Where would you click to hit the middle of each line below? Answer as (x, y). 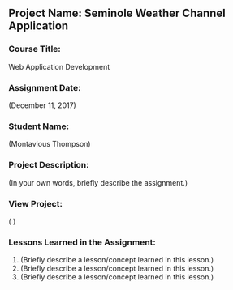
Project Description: (49, 165)
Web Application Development (59, 66)
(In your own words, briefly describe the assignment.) (98, 182)
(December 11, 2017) (43, 105)
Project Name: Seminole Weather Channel (117, 13)
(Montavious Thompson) (50, 144)
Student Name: (39, 126)
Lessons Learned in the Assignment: (82, 242)
